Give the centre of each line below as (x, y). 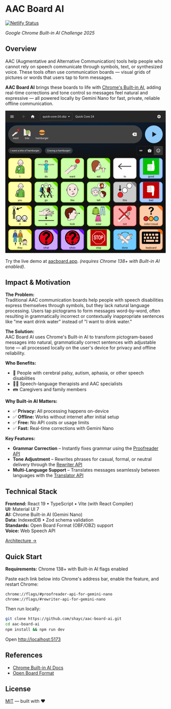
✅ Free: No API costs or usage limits (51, 423)
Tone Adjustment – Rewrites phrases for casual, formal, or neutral (82, 459)
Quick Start (24, 556)
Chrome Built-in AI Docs (38, 667)
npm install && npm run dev (35, 630)
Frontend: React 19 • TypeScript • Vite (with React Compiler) (69, 504)
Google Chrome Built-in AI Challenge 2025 (50, 33)
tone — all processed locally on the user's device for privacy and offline (81, 348)
